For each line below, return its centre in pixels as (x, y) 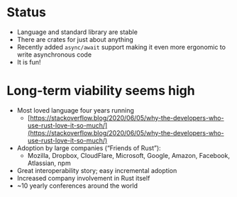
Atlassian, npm (49, 163)
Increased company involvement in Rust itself (83, 178)
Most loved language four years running (75, 110)
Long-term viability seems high (101, 91)
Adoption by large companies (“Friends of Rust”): (89, 148)
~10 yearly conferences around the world (77, 186)
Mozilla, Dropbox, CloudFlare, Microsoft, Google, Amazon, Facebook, (128, 155)
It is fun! (29, 62)
